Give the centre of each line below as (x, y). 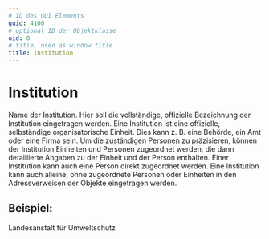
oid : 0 (19, 38)
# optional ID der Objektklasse (62, 30)
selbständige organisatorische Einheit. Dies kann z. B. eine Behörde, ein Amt (134, 132)
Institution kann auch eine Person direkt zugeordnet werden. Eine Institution (134, 166)
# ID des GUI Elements (46, 16)
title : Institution (41, 53)
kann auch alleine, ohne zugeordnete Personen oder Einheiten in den (122, 174)
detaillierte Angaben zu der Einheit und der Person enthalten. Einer (119, 157)
